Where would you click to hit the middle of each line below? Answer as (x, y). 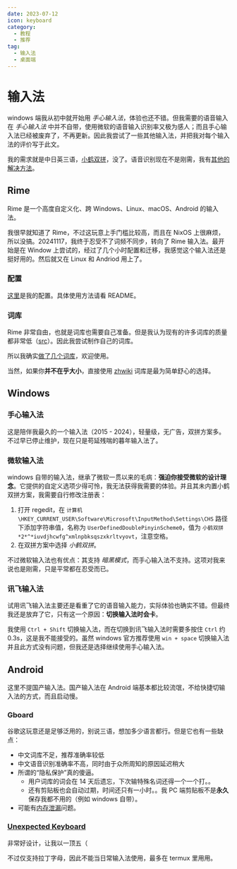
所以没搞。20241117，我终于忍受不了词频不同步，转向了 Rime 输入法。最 (113, 241)
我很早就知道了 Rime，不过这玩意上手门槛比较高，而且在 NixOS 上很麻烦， (116, 232)
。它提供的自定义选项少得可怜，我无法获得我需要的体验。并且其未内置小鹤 (122, 486)
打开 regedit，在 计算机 (50, 510)
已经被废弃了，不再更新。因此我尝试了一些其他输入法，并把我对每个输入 (124, 135)
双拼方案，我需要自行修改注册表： (57, 495)
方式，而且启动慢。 (54, 696)
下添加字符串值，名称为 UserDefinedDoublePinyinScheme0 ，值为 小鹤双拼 (121, 528)
